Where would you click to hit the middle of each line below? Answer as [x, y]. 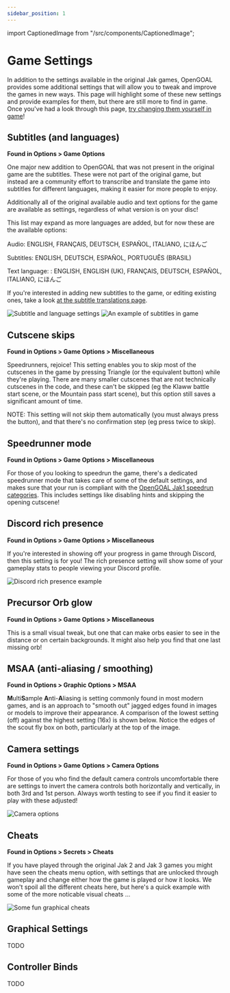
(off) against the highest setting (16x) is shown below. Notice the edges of [111, 720]
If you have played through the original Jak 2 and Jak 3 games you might [110, 865]
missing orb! [25, 647]
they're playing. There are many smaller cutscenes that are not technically [112, 379]
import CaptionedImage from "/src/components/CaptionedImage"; [101, 33]
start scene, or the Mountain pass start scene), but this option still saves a [111, 394]
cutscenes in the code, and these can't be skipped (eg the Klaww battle [108, 387]
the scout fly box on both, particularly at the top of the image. [94, 727]
